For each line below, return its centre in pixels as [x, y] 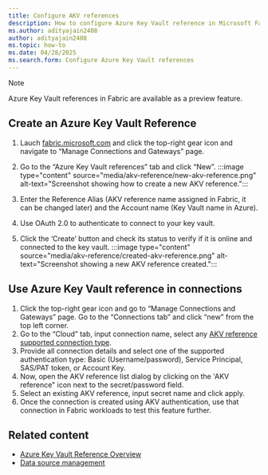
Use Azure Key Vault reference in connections [125, 289]
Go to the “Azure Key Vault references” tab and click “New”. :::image [132, 166]
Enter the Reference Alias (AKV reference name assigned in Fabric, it [133, 199]
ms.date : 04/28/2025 [43, 53]
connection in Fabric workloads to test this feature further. [115, 410]
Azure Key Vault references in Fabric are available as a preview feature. [126, 98]
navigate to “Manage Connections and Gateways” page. [112, 151]
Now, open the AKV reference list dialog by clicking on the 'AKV [124, 376]
